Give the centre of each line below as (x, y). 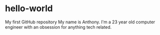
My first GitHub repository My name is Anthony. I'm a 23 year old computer (80, 22)
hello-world (29, 9)
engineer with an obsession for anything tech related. (58, 27)
